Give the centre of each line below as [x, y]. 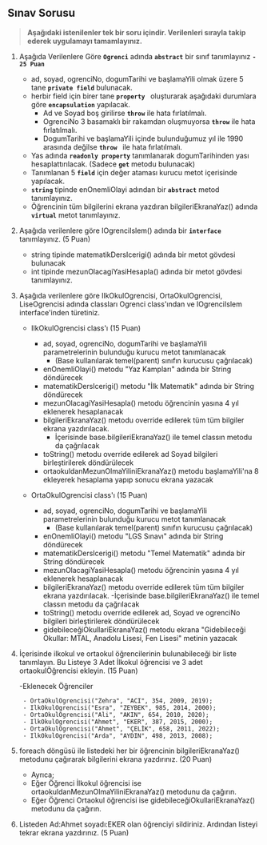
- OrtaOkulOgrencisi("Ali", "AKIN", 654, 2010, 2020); [116, 715]
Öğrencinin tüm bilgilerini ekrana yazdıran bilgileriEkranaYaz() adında [144, 206]
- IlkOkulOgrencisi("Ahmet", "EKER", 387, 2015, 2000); [118, 722]
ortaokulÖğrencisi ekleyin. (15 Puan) [78, 671]
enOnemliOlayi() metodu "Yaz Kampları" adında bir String [137, 369]
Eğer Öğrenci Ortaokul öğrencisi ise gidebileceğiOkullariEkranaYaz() [143, 800]
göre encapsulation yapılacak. [81, 104]
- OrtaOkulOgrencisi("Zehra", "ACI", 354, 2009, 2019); [118, 701]
